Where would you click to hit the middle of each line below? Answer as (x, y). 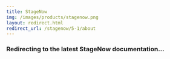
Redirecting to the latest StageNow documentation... (85, 49)
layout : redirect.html (35, 23)
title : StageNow (27, 12)
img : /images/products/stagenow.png (52, 17)
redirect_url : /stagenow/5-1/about (51, 28)
